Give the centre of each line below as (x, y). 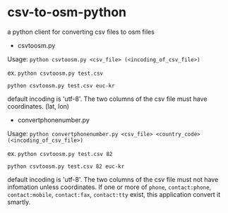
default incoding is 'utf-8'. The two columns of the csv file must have (107, 99)
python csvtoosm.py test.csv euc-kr (61, 85)
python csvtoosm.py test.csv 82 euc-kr (66, 166)
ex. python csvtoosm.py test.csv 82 (60, 153)
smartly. (19, 202)
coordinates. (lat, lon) (38, 106)
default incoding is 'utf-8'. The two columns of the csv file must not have (113, 179)
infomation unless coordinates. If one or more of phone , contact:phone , (109, 187)
